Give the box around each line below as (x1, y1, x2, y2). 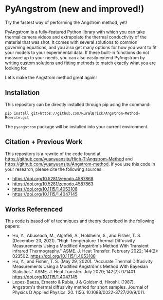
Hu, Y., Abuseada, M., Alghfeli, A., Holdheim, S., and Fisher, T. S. (12, 232, 142, 239)
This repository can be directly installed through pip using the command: (5, 101, 151, 107)
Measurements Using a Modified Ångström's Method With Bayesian (12, 264, 148, 269)
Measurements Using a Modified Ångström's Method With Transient (12, 243, 149, 249)
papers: (5, 223, 20, 229)
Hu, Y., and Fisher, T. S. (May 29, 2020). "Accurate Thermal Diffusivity (12, 259, 153, 265)
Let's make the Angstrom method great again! (5, 74, 97, 80)
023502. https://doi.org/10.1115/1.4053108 (12, 253, 96, 259)
